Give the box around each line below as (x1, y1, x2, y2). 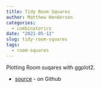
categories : (6, 20, 36, 26)
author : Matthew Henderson (6, 14, 73, 20)
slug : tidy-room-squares (6, 36, 68, 42)
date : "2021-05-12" (6, 31, 55, 37)
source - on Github (14, 75, 61, 82)
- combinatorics (11, 25, 52, 32)
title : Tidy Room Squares (6, 8, 70, 15)
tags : (6, 42, 20, 48)
